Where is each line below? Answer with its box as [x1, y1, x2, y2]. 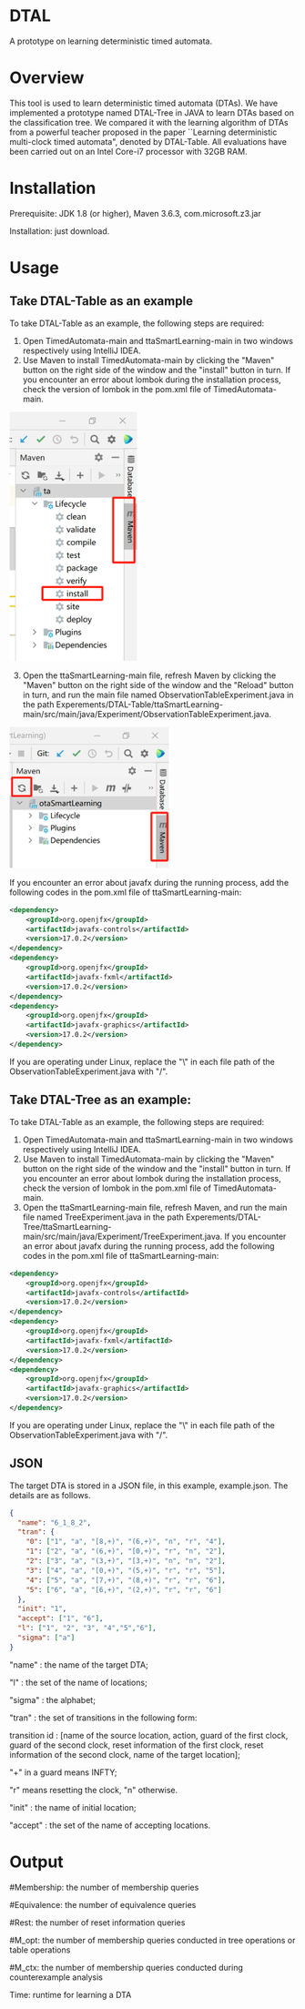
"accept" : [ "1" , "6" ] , [17, 1614, 104, 1623]
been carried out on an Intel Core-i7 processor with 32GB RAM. [9, 146, 248, 157]
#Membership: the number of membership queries [9, 1882, 199, 1892]
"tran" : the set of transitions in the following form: [9, 1712, 198, 1723]
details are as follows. [9, 1489, 91, 1500]
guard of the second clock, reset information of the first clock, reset [9, 1740, 264, 1750]
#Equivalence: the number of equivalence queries [9, 1899, 197, 1910]
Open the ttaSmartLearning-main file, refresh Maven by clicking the [22, 670, 277, 681]
